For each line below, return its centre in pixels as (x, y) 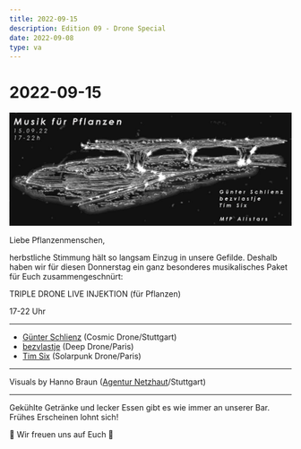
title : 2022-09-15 (43, 19)
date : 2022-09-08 (42, 38)
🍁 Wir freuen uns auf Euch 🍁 (61, 435)
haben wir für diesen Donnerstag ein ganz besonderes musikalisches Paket (149, 267)
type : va (26, 47)
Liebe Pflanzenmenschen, (57, 240)
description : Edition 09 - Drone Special (88, 28)
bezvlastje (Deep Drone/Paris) (78, 347)
